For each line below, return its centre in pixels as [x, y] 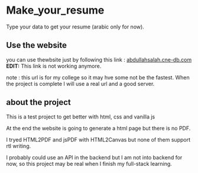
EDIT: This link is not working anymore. [54, 66]
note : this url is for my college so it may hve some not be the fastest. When [98, 77]
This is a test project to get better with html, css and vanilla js [81, 117]
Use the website [36, 45]
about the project [38, 102]
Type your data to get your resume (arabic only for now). [75, 27]
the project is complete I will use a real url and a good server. [80, 84]
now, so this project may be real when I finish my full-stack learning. [89, 164]
